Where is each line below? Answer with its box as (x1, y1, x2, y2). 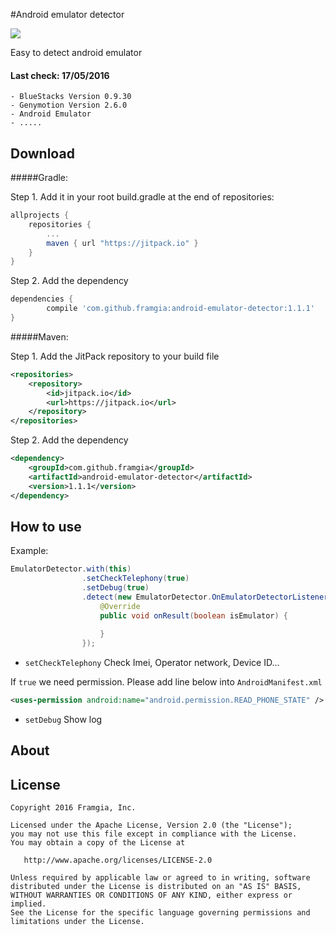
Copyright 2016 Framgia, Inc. (10, 803, 137, 813)
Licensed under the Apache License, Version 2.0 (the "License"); (10, 820, 293, 831)
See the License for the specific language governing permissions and (10, 908, 311, 918)
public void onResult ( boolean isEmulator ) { (99, 610, 288, 621)
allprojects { (10, 210, 70, 221)
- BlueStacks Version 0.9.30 (10, 92, 132, 102)
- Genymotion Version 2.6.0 (10, 100, 128, 111)
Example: (10, 545, 49, 557)
